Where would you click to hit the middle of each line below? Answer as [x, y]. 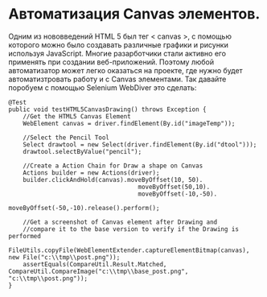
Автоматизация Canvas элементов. [134, 14]
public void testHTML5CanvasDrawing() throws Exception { [107, 109]
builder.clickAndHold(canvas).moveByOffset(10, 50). [113, 179]
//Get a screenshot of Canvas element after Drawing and [120, 222]
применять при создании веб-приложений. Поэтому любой [111, 62]
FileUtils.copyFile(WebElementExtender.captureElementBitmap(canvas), [129, 250]
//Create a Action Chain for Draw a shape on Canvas [113, 166]
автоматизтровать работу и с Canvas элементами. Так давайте [117, 79]
